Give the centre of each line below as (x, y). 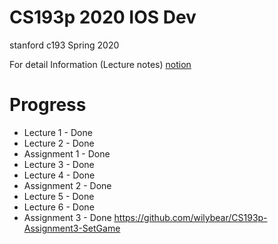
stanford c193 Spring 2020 (64, 45)
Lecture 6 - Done (59, 207)
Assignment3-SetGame (72, 228)
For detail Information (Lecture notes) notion (100, 64)
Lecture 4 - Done (59, 175)
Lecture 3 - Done (59, 164)
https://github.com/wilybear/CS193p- (190, 217)
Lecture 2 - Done (59, 143)
